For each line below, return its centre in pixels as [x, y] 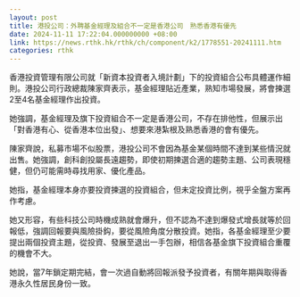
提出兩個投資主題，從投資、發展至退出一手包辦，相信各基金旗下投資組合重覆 [150, 243]
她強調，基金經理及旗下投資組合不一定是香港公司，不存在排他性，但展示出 [146, 119]
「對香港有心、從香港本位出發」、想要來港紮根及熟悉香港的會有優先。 [136, 129]
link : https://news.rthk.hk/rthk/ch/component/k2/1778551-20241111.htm [145, 42]
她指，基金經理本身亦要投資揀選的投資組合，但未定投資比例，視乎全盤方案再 [150, 190]
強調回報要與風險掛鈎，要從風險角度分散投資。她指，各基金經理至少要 [162, 231]
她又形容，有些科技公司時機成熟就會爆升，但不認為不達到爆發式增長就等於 [146, 220]
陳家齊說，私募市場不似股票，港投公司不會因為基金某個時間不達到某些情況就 [150, 149]
